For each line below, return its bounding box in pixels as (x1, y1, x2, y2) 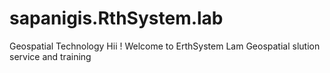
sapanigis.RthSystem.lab (9, 7, 224, 30)
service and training (9, 50, 92, 62)
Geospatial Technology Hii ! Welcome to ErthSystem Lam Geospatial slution (9, 40, 321, 52)
